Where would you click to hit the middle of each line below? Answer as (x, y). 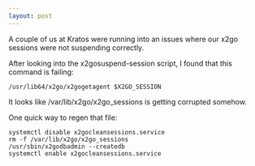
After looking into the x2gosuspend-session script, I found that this (121, 63)
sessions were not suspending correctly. (76, 47)
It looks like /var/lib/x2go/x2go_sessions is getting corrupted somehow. (128, 101)
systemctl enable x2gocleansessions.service (85, 153)
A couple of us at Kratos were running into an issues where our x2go (123, 39)
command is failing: (41, 72)
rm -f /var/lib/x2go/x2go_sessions (69, 139)
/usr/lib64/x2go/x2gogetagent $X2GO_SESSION (85, 87)
